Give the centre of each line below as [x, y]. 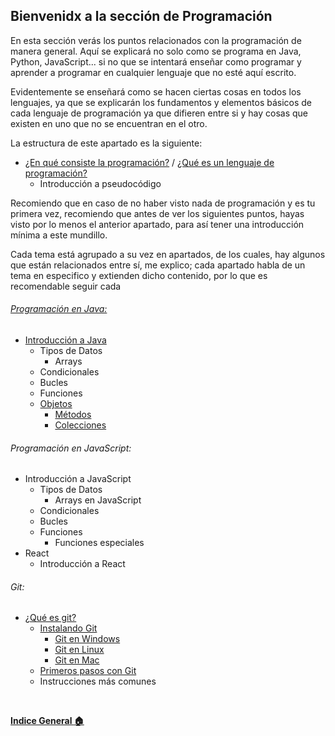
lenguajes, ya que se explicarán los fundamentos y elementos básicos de [161, 102]
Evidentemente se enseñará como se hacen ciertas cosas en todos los [156, 91]
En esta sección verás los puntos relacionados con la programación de [156, 40]
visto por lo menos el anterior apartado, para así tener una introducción [157, 224]
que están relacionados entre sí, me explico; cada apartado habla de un [158, 265]
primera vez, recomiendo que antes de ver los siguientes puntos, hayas [157, 213]
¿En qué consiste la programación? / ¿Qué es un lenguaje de [149, 162]
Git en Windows [87, 639]
